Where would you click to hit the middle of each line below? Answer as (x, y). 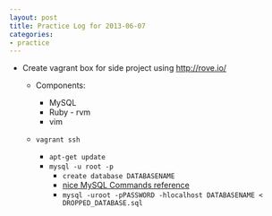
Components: (61, 85)
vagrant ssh (58, 140)
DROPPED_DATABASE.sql (102, 203)
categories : (31, 34)
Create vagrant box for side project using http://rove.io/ (124, 68)
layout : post (34, 17)
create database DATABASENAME (119, 177)
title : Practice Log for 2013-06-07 (77, 26)
